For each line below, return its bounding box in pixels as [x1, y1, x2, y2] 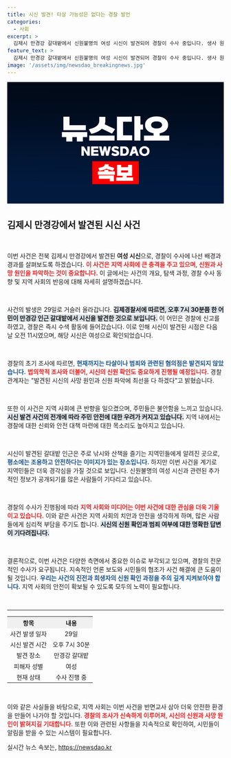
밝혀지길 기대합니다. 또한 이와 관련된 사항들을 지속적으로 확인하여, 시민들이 [19, 720, 220, 728]
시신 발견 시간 [10, 640, 47, 649]
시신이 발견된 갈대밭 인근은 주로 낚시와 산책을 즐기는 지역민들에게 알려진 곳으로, [7, 449, 220, 458]
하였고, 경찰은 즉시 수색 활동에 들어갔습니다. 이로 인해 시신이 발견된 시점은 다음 [7, 323, 218, 331]
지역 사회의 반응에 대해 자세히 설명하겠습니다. [21, 278, 143, 286]
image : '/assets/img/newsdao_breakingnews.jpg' [7, 62, 146, 69]
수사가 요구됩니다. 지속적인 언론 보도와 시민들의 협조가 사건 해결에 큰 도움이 [19, 566, 222, 574]
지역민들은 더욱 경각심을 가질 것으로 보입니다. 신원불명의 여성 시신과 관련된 [7, 467, 208, 475]
